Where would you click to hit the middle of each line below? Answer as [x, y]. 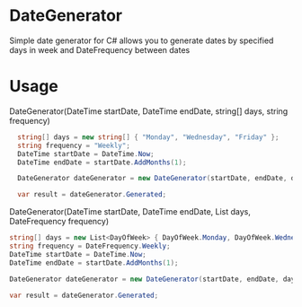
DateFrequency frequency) [59, 222]
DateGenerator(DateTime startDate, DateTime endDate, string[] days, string [149, 111]
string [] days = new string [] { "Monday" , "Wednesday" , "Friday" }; [148, 137]
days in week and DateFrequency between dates [100, 49]
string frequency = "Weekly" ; [74, 145]
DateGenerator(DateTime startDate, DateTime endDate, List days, [130, 212]
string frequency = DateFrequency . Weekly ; [90, 246]
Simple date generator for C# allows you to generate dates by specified [142, 40]
